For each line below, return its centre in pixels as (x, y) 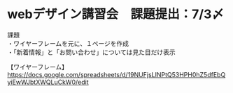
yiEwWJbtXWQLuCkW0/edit (48, 82)
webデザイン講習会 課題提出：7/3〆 (115, 14)
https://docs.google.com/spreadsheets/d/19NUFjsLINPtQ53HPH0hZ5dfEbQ (116, 74)
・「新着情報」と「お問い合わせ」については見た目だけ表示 (92, 52)
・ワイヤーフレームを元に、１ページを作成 (68, 43)
